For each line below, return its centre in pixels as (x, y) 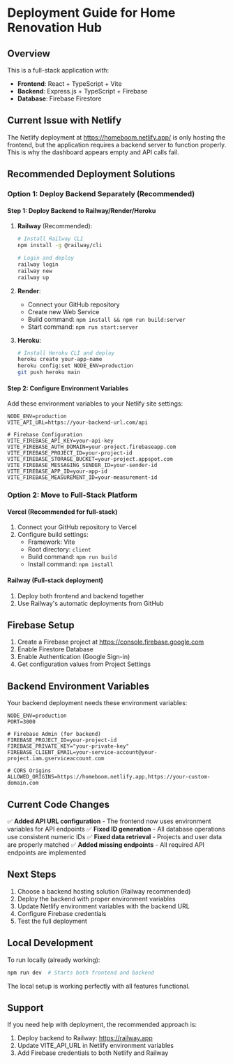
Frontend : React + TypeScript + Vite (69, 84)
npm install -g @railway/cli (60, 246)
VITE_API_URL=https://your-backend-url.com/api (78, 423)
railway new (35, 271)
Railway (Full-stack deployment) (55, 580)
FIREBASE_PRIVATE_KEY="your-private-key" (68, 746)
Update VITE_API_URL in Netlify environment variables (96, 1046)
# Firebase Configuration (45, 435)
